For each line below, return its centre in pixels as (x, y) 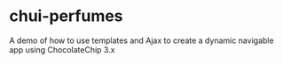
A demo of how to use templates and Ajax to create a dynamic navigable (141, 40)
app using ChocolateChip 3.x (62, 49)
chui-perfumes (66, 16)
